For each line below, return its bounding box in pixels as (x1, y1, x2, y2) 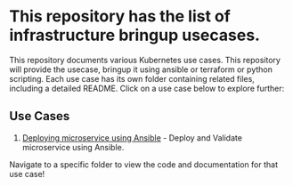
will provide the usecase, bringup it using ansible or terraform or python (9, 64, 273, 75)
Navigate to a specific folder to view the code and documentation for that (9, 158, 279, 170)
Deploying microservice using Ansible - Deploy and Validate (21, 132, 243, 143)
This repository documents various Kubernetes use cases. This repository (9, 54, 281, 65)
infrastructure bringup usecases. (9, 25, 261, 45)
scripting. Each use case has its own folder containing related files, (9, 73, 256, 84)
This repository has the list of (9, 6, 232, 27)
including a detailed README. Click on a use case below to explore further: (9, 83, 285, 93)
